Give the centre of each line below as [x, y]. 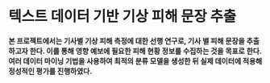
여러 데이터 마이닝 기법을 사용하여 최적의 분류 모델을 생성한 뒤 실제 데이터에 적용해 [135, 60]
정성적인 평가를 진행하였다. [50, 71]
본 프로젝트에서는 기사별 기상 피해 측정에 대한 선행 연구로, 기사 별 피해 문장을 [127, 40]
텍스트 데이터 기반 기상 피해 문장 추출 [122, 17]
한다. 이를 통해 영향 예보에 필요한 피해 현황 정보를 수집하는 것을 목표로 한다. [145, 51]
